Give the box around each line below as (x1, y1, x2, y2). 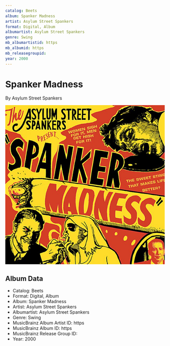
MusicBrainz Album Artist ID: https (12, 320, 84, 326)
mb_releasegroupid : (5, 51, 47, 56)
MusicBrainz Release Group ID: (12, 331, 77, 337)
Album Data (5, 274, 44, 283)
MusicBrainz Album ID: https (12, 325, 72, 331)
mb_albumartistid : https (5, 40, 58, 45)
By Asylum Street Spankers (5, 95, 62, 101)
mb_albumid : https (5, 45, 44, 51)
